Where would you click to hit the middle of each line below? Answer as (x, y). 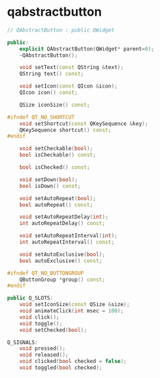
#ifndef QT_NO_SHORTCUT (41, 117)
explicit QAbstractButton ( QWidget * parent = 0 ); (87, 49)
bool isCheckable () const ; (58, 155)
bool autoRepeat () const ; (56, 205)
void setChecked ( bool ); (53, 330)
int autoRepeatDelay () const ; (63, 224)
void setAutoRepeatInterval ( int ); (68, 236)
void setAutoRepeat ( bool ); (58, 198)
